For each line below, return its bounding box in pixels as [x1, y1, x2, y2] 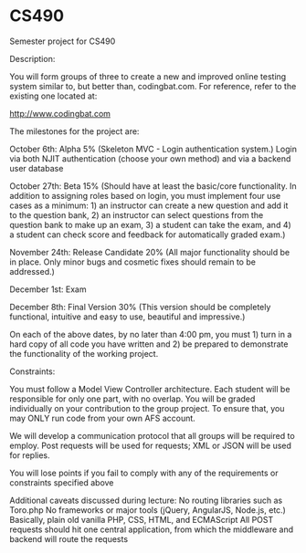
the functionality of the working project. [9, 348, 159, 359]
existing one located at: [9, 90, 98, 101]
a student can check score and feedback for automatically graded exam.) [9, 229, 286, 240]
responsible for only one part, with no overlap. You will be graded [9, 393, 256, 404]
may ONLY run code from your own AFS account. [9, 412, 196, 423]
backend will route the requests [9, 533, 129, 544]
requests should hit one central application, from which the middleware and [9, 524, 294, 535]
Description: [9, 53, 56, 64]
